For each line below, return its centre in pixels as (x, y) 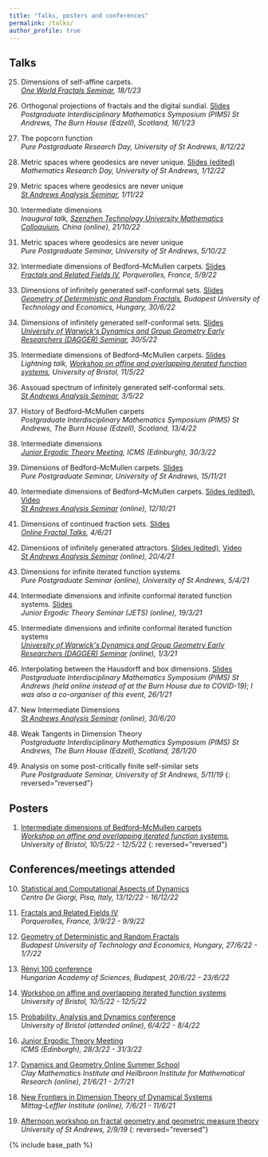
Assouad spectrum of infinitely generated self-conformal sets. (123, 388)
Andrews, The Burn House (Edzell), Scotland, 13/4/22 (108, 428)
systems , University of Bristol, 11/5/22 (83, 372)
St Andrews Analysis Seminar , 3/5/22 (82, 396)
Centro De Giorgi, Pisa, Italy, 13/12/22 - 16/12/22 (99, 897)
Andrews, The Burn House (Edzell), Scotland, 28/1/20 (108, 751)
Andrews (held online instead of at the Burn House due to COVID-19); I (137, 686)
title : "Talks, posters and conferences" (79, 16)
